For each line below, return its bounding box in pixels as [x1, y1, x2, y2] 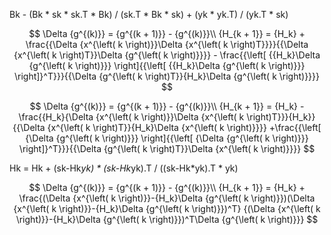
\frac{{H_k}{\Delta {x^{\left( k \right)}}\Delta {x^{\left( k [18, 111, 245, 123]
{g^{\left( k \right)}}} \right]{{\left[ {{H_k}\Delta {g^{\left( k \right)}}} [28, 60, 306, 71]
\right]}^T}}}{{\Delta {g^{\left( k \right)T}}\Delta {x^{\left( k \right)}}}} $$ [18, 143, 316, 154]
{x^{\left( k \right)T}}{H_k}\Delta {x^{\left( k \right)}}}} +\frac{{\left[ [47, 122, 322, 133]
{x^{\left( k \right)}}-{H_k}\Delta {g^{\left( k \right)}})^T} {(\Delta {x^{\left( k [13, 203, 321, 214]
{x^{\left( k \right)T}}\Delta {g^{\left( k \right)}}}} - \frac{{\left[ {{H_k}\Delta [13, 49, 321, 61]
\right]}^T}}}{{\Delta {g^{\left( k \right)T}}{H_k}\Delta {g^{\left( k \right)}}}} [13, 70, 321, 82]
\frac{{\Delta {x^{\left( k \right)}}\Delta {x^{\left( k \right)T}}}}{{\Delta [25, 39, 309, 50]
